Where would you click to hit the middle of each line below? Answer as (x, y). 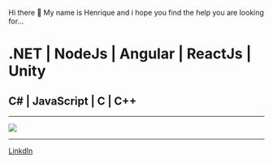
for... (16, 21)
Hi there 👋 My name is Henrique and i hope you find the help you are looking (136, 13)
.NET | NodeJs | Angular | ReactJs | (130, 54)
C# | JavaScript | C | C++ (73, 101)
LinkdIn (21, 151)
